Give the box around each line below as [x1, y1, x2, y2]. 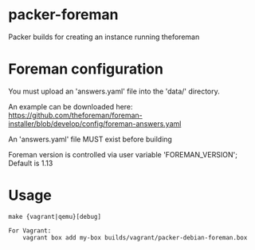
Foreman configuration [8, 60, 163, 78]
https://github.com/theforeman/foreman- [8, 110, 143, 120]
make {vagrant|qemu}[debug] [8, 212, 102, 220]
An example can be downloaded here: [8, 101, 133, 111]
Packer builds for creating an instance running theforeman [8, 32, 200, 42]
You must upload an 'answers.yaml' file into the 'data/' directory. [8, 86, 221, 96]
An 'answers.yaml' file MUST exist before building [8, 134, 173, 144]
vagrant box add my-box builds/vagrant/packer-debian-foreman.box [22, 233, 248, 241]
